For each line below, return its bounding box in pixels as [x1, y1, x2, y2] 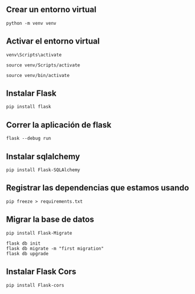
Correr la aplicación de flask [6, 120, 112, 130]
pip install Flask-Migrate [6, 230, 72, 236]
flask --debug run [6, 135, 51, 142]
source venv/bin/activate [6, 72, 70, 78]
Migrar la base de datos [6, 215, 94, 225]
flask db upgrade [6, 250, 49, 256]
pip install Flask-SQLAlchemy [6, 167, 81, 173]
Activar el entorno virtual [6, 36, 100, 46]
